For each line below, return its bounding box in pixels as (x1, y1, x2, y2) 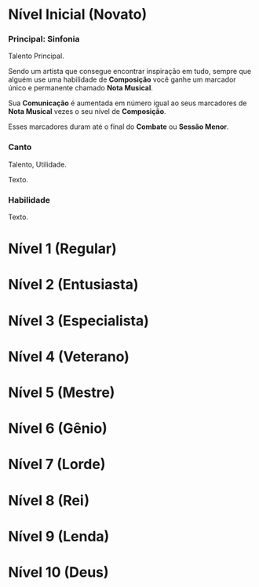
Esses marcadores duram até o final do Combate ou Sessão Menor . (8, 122, 229, 131)
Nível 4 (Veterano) (8, 347, 129, 365)
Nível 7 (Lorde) (8, 456, 106, 473)
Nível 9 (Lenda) (8, 527, 110, 545)
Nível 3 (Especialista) (8, 312, 149, 329)
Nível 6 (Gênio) (8, 420, 108, 438)
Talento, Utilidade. (8, 160, 67, 169)
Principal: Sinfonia (8, 34, 80, 45)
